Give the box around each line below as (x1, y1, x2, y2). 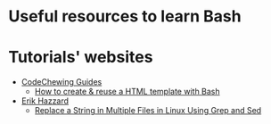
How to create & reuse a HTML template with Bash (34, 87, 220, 97)
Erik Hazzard (21, 95, 69, 106)
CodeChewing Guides (21, 77, 103, 87)
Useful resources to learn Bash (8, 6, 242, 27)
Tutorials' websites (8, 47, 153, 68)
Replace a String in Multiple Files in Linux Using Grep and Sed (34, 105, 262, 116)
